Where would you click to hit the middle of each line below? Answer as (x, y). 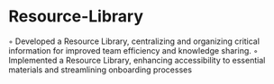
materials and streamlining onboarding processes (100, 70)
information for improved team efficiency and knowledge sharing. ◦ (133, 50)
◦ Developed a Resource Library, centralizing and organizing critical (134, 41)
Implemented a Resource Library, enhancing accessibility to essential (137, 60)
